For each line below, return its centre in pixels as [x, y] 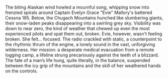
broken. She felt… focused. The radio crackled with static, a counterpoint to [83, 39]
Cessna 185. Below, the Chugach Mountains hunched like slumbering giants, [84, 18]
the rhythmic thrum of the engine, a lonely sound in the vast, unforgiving [80, 44]
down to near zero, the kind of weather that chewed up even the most [77, 28]
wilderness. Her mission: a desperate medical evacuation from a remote [80, 50]
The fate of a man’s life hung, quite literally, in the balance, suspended [78, 60]
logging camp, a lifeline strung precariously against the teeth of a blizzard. [82, 55]
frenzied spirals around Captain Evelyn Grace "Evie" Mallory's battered [79, 12]
